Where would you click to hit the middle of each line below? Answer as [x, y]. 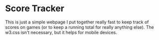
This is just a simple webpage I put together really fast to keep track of [77, 22]
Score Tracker [35, 9]
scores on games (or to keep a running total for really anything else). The [80, 27]
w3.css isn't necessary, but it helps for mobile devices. [61, 32]
